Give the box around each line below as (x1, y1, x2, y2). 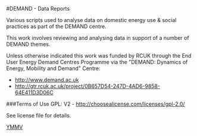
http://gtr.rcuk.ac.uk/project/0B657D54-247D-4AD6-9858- (14, 83, 161, 90)
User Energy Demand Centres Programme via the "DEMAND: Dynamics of (6, 59, 188, 65)
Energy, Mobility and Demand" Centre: (6, 65, 101, 72)
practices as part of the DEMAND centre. (6, 23, 107, 30)
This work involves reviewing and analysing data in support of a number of (6, 34, 189, 41)
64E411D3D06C (14, 89, 54, 96)
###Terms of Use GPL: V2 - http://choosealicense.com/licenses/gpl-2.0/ (6, 100, 186, 107)
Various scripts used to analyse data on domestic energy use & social (6, 17, 177, 23)
